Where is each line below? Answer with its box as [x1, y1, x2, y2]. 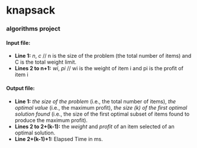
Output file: [6, 84, 35, 91]
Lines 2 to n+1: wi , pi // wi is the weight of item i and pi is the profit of [14, 65, 183, 72]
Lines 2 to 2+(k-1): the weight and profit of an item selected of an [14, 123, 175, 130]
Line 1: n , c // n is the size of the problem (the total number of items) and [14, 52, 192, 60]
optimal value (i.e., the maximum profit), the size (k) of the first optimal [14, 104, 188, 111]
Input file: [6, 39, 31, 46]
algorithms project [6, 25, 61, 33]
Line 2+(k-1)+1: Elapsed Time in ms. [14, 135, 104, 142]
